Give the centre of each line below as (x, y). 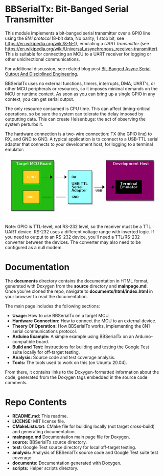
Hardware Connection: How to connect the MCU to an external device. (84, 321)
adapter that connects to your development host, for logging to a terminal (79, 144)
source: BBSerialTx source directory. (49, 442)
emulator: (15, 149)
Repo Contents (36, 403)
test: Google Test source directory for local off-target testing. (74, 447)
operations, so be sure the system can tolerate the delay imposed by (74, 113)
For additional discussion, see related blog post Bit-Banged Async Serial (78, 69)
